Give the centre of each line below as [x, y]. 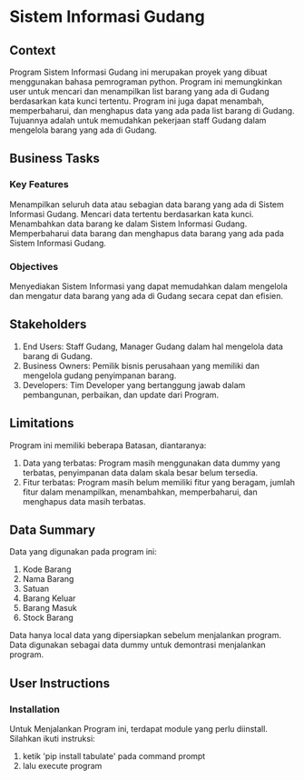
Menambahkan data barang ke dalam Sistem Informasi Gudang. [128, 224]
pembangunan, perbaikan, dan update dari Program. [121, 395]
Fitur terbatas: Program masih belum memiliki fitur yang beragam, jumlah [159, 482]
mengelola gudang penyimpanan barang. [99, 375]
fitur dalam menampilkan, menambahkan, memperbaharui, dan [140, 492]
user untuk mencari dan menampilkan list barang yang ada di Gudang [139, 91]
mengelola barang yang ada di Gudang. [83, 130]
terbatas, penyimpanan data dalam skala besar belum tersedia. [140, 472]
